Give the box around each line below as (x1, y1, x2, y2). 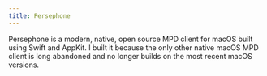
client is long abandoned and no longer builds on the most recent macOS (8, 51, 253, 61)
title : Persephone (8, 11, 71, 20)
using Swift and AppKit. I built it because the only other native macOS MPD (8, 42, 260, 53)
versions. (8, 60, 39, 70)
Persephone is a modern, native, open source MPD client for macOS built (8, 34, 253, 44)
